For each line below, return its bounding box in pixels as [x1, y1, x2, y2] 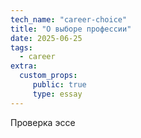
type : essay [32, 89, 83, 99]
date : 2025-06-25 [10, 33, 83, 43]
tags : [10, 42, 33, 53]
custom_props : [19, 71, 78, 81]
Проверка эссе [10, 116, 76, 128]
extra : [10, 61, 38, 71]
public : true [32, 80, 87, 90]
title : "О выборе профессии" [10, 24, 132, 34]
